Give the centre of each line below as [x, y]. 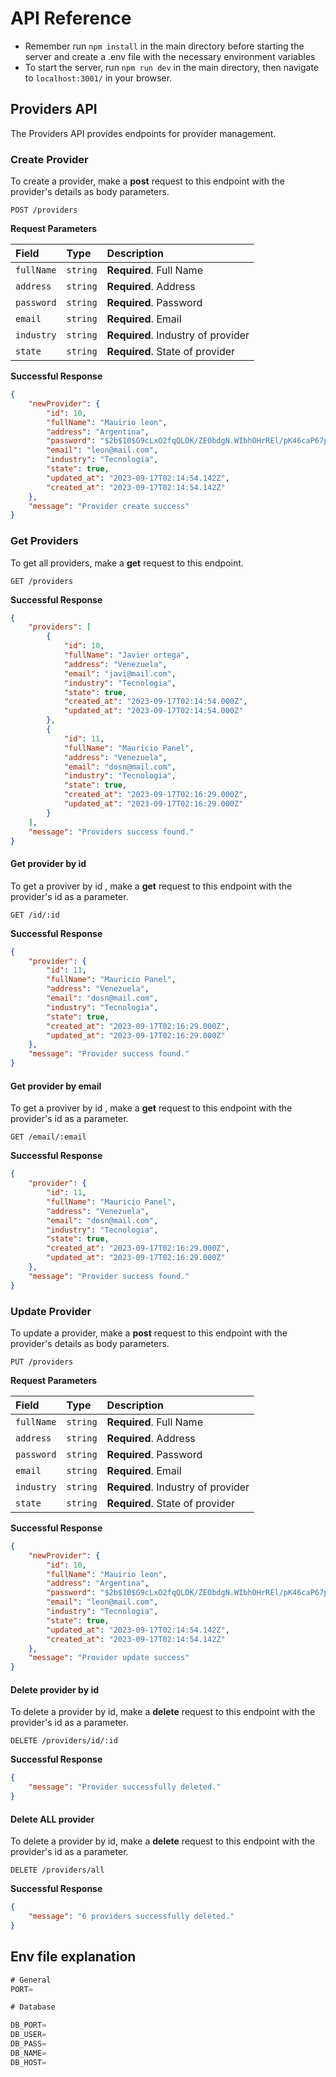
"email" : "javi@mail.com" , [120, 673]
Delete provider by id [55, 1689]
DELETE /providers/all [57, 1870]
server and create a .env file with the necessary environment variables [170, 56]
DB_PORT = [28, 2025]
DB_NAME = [28, 2053]
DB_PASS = [28, 2044]
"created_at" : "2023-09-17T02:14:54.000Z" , [155, 702]
